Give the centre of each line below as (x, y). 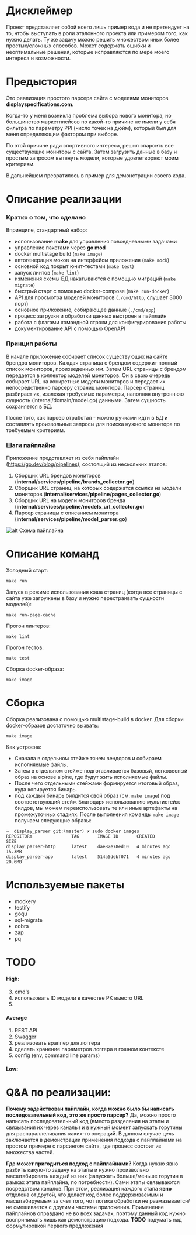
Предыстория (42, 82)
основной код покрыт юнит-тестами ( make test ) (74, 266)
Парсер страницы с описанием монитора (66, 513)
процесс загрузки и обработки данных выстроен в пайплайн (90, 316)
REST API (26, 1031)
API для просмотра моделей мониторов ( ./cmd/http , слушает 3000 (98, 297)
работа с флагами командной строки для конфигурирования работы (100, 323)
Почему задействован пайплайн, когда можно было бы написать (90, 1109)
